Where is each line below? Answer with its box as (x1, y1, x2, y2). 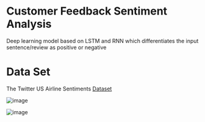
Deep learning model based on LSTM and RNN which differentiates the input (6, 37, 199, 44)
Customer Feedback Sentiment (6, 4, 168, 18)
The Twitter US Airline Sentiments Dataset (6, 85, 112, 92)
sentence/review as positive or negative (6, 44, 107, 51)
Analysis (6, 17, 52, 31)
